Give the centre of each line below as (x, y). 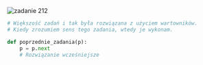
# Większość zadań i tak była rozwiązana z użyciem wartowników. (102, 23)
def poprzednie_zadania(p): (47, 42)
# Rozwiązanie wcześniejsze (59, 55)
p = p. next (35, 48)
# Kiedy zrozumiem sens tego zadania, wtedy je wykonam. (90, 29)
